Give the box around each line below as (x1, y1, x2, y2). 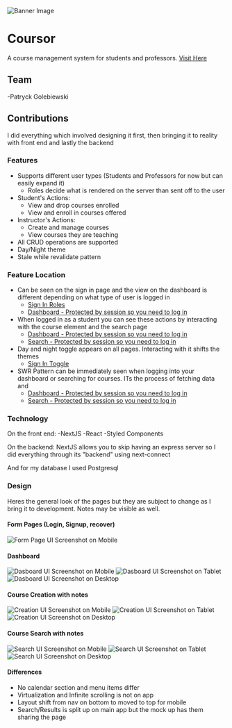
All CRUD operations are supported (17, 238, 118, 246)
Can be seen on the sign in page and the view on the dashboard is (17, 286, 207, 295)
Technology (7, 414, 49, 424)
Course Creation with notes (7, 590, 89, 599)
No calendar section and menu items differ (17, 683, 140, 691)
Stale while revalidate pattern (17, 252, 101, 260)
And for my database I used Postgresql (7, 464, 119, 472)
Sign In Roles (27, 301, 65, 309)
